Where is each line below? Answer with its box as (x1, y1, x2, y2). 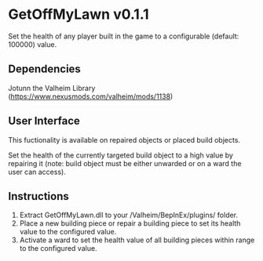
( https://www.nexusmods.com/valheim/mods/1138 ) (8, 92, 174, 101)
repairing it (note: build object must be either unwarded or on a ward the (8, 158, 242, 168)
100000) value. (8, 39, 57, 49)
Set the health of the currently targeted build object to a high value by (8, 150, 234, 160)
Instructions (8, 190, 69, 203)
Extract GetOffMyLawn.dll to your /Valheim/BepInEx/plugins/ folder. (19, 210, 238, 220)
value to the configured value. (19, 227, 117, 237)
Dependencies (8, 63, 81, 76)
